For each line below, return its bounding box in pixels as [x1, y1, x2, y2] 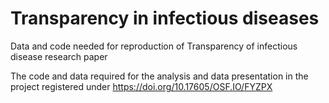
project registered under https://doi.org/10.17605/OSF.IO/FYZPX [10, 80, 273, 92]
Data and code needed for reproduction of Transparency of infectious [10, 40, 298, 52]
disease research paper [10, 50, 108, 62]
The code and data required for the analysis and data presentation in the [10, 70, 309, 82]
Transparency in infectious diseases [10, 7, 320, 30]
